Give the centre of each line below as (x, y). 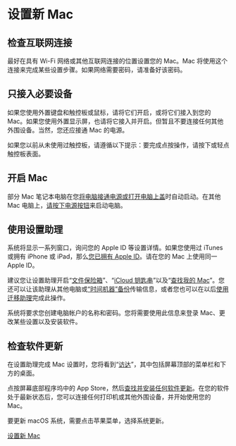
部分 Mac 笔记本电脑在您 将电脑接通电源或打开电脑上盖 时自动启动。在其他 (114, 196)
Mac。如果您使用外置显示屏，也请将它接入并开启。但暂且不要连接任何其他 (116, 121)
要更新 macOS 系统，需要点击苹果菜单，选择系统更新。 (87, 421)
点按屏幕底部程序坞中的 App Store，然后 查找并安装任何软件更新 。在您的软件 (118, 388)
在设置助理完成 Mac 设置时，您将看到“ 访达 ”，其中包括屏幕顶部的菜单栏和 (114, 364)
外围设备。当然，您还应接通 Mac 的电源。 (68, 130)
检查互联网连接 (40, 43)
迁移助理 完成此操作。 (38, 298)
